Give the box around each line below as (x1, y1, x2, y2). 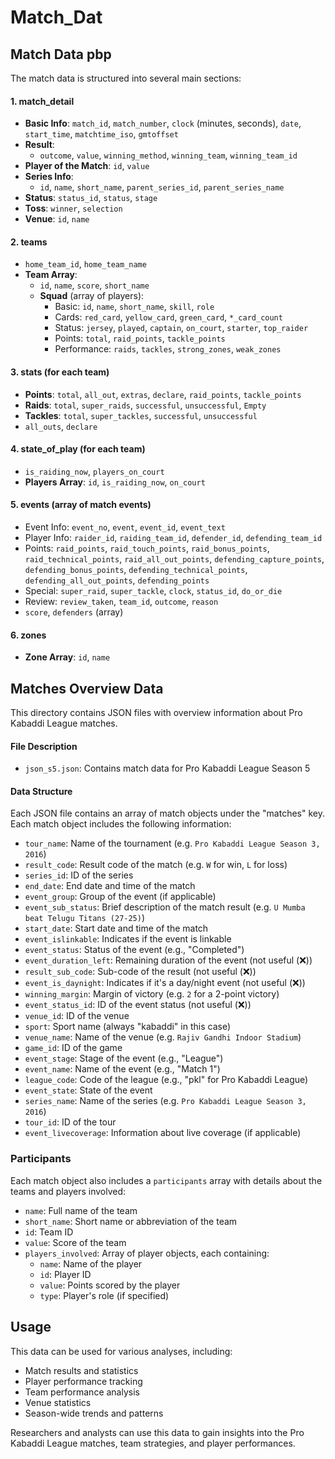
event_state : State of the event (24, 1084, 153, 1096)
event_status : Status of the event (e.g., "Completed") (24, 944, 245, 956)
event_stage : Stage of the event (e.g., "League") (24, 1052, 224, 1065)
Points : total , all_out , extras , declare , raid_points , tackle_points (24, 388, 302, 400)
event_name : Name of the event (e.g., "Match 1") (24, 1063, 221, 1075)
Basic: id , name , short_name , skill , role (54, 301, 215, 313)
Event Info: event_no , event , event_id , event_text (24, 521, 226, 533)
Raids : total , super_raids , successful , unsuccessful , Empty (24, 399, 267, 411)
